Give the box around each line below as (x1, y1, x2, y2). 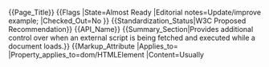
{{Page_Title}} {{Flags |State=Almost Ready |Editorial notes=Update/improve (8, 8, 262, 17)
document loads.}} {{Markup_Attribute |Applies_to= (8, 41, 178, 51)
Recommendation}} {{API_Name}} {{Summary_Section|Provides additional (8, 25, 254, 33)
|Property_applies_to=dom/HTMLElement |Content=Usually (8, 50, 205, 59)
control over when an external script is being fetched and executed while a (8, 33, 255, 42)
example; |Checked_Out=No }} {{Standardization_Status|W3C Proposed (8, 16, 247, 26)
